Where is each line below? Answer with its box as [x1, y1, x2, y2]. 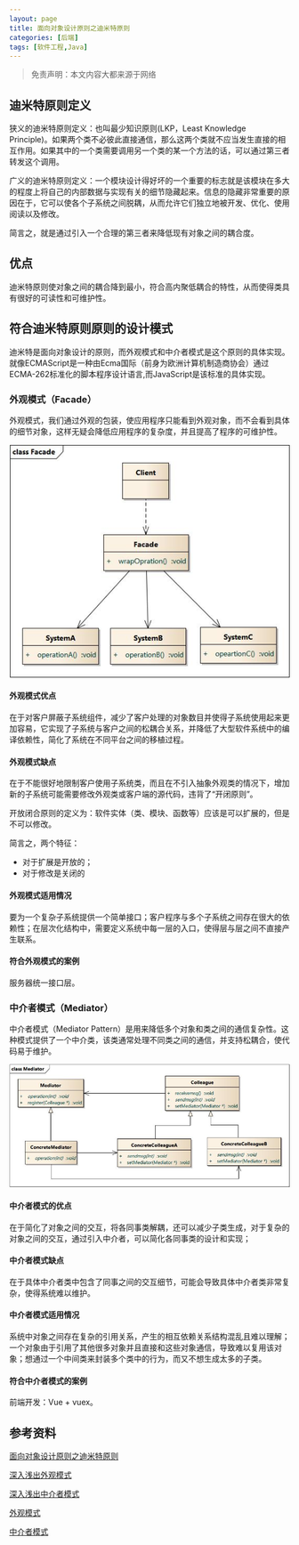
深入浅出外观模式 [9, 1469, 72, 1480]
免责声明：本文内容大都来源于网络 [30, 69, 157, 80]
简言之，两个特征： [9, 837, 80, 849]
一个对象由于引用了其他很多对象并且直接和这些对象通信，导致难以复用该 [9, 1342, 274, 1353]
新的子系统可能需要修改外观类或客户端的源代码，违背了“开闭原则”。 [9, 789, 258, 800]
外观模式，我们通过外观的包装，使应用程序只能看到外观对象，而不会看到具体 [9, 415, 290, 425]
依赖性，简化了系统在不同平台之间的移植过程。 [16, 734, 189, 745]
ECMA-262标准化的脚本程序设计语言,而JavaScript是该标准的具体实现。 [9, 368, 271, 379]
